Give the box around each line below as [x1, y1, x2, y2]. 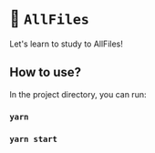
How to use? [9, 65, 82, 80]
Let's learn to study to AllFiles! [9, 38, 123, 49]
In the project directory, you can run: [9, 88, 147, 99]
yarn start [9, 134, 57, 144]
